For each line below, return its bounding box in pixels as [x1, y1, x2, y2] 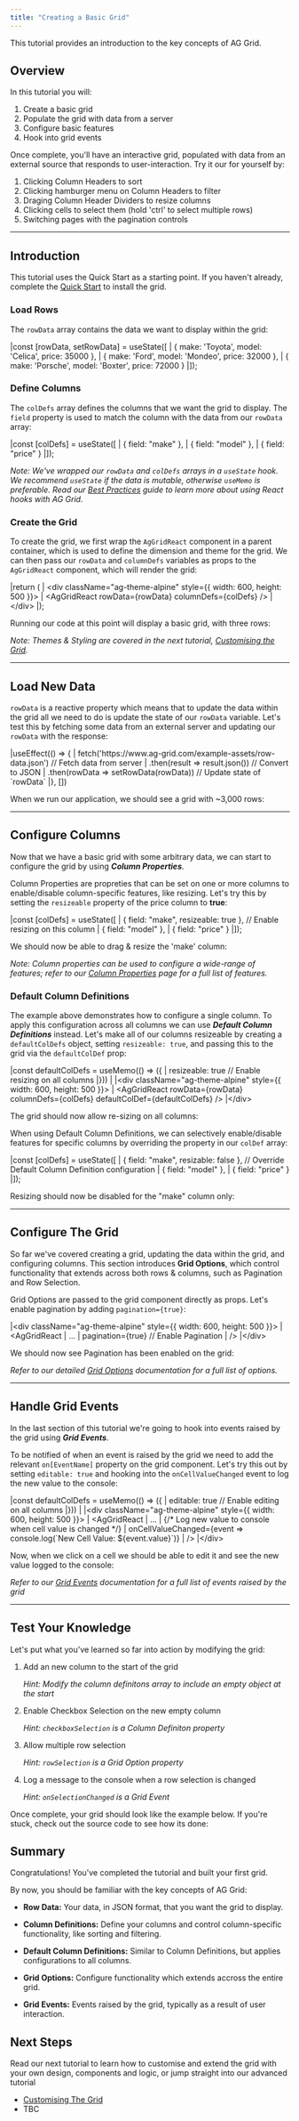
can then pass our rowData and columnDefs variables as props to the [10, 555, 256, 566]
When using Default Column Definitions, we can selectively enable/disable [10, 1128, 282, 1139]
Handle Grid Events [10, 1399, 119, 1414]
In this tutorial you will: [10, 86, 92, 98]
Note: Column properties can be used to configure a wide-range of [10, 958, 256, 968]
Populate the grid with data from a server [22, 113, 174, 125]
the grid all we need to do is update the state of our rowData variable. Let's [10, 711, 281, 722]
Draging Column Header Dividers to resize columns [22, 195, 211, 206]
